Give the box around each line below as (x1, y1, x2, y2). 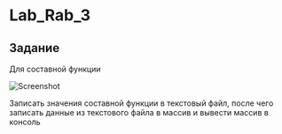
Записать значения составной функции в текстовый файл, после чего (9, 98, 274, 108)
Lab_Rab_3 (9, 5, 91, 26)
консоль (9, 116, 42, 127)
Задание (9, 41, 60, 56)
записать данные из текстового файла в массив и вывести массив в (9, 108, 269, 117)
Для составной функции (9, 63, 101, 74)
